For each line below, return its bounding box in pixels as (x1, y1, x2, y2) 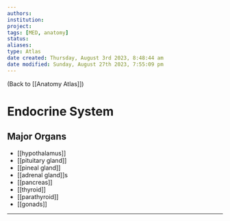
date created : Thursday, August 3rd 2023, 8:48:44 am (7, 55, 164, 62)
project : (7, 23, 32, 29)
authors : (7, 10, 32, 17)
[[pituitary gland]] (16, 156, 67, 164)
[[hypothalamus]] (16, 148, 66, 157)
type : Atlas (7, 49, 41, 55)
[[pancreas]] (16, 178, 53, 186)
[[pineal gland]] (16, 164, 61, 172)
